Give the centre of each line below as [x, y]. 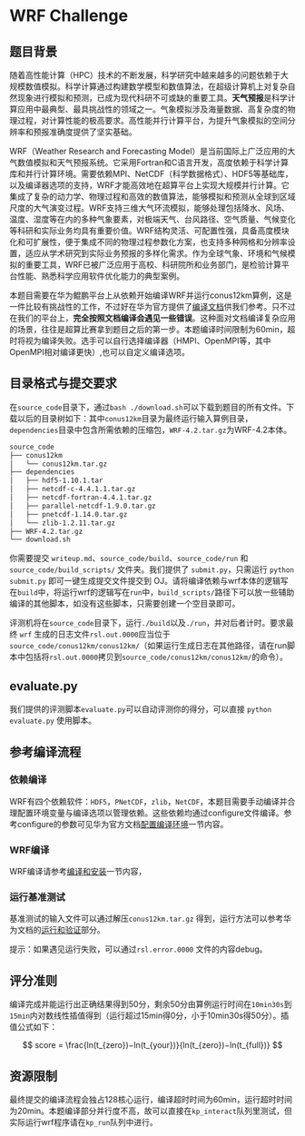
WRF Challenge [69, 16]
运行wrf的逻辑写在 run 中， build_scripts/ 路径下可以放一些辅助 [178, 592]
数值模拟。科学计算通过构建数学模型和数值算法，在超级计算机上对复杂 [156, 86]
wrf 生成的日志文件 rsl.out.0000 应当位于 [95, 634]
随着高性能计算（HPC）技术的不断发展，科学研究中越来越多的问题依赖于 [145, 75]
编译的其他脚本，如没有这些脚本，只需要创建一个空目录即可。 [125, 604]
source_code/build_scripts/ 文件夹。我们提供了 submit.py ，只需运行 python [152, 569]
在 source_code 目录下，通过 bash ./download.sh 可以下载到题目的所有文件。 [148, 407]
